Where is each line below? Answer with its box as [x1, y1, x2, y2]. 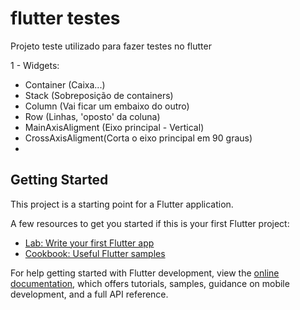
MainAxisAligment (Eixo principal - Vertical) [24, 121, 205, 133]
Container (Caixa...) [24, 78, 106, 91]
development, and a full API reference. [10, 288, 169, 300]
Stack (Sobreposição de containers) [24, 89, 174, 101]
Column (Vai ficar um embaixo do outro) [24, 100, 190, 112]
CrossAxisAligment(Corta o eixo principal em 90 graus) [24, 132, 253, 144]
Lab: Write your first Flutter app [24, 237, 155, 249]
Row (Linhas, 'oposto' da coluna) [24, 110, 161, 122]
